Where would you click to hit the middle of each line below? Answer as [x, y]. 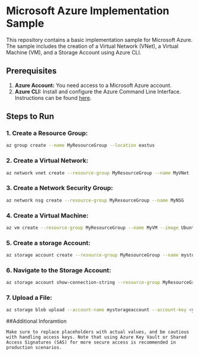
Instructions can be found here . [53, 98]
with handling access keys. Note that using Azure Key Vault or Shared [96, 337]
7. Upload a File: [29, 298]
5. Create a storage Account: [48, 242]
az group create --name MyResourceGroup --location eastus [81, 145]
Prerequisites [31, 71]
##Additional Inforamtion [36, 321]
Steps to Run [30, 116]
